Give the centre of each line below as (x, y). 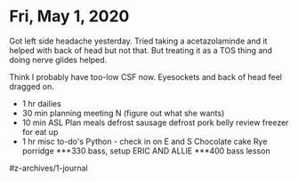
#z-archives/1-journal (49, 168)
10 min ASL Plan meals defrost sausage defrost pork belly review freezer (155, 123)
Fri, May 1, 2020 (69, 16)
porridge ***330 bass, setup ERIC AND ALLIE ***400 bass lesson (146, 150)
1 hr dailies (42, 103)
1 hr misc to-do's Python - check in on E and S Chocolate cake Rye (145, 141)
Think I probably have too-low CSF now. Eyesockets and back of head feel (146, 76)
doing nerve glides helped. (58, 59)
